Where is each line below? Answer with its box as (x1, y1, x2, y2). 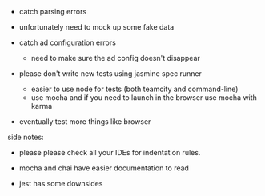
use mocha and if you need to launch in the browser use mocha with (30, 93, 258, 102)
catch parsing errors (18, 7, 87, 16)
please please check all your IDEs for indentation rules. (18, 148, 201, 157)
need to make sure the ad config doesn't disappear (30, 54, 201, 62)
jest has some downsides (18, 179, 103, 188)
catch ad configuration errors (18, 38, 117, 47)
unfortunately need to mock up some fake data (18, 22, 175, 31)
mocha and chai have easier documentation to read (18, 163, 190, 173)
